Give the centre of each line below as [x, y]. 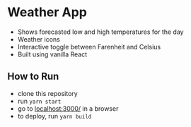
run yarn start [39, 101]
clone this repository [47, 93]
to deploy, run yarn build [54, 116]
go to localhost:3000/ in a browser [68, 108]
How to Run [33, 77]
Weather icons [39, 39]
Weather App [47, 12]
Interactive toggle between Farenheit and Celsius [89, 47]
